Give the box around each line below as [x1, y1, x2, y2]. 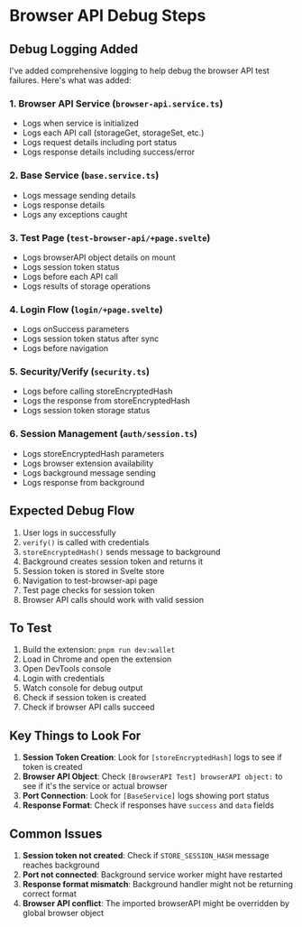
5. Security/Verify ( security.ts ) [9, 366, 151, 378]
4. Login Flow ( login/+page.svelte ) [9, 303, 164, 316]
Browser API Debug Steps [9, 5, 206, 26]
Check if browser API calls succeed [22, 701, 155, 713]
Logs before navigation [22, 343, 109, 354]
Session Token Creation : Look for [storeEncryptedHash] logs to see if [22, 752, 282, 763]
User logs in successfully [22, 527, 117, 538]
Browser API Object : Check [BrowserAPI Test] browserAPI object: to [22, 771, 283, 782]
